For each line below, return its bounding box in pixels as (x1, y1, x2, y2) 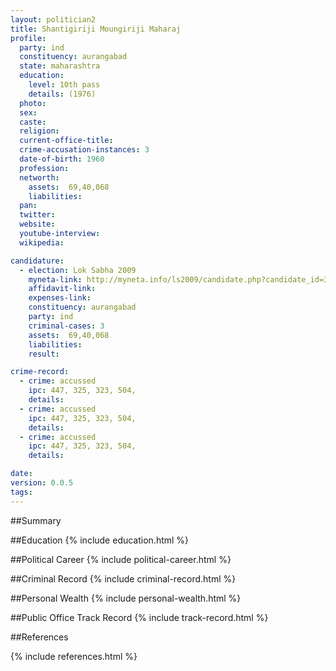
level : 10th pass (28, 80, 101, 90)
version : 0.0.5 (10, 478, 74, 488)
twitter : (19, 210, 56, 220)
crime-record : (10, 367, 70, 377)
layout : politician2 (10, 14, 97, 25)
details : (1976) (28, 89, 97, 99)
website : (19, 219, 56, 230)
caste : (19, 117, 47, 127)
